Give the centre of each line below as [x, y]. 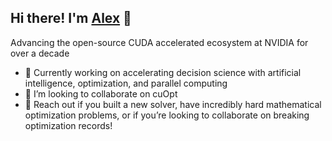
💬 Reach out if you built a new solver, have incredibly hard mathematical [173, 104]
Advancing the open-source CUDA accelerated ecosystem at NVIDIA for [159, 42]
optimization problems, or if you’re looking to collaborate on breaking [167, 115]
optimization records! [68, 125]
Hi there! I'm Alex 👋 [71, 18]
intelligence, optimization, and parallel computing [126, 83]
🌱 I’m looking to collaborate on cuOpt [101, 93]
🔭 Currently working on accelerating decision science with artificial [163, 72]
